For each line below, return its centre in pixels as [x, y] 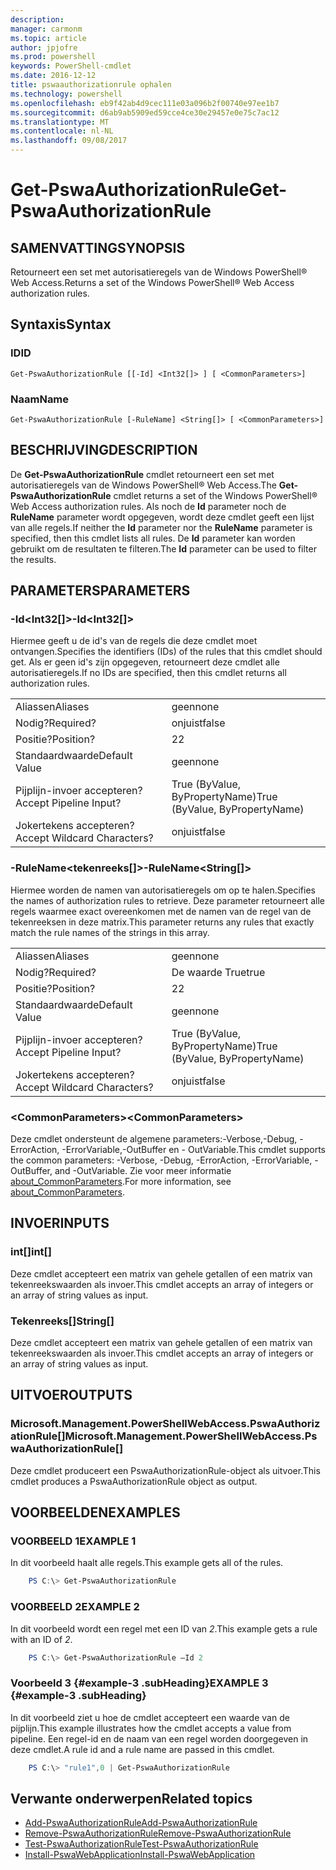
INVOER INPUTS [60, 1223]
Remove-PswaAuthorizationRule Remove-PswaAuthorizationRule [158, 1833]
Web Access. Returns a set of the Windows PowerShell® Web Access [152, 282]
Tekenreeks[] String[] [62, 1321]
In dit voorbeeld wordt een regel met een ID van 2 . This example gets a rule [164, 1628]
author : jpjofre [44, 47]
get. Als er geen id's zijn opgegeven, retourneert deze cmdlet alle [145, 662]
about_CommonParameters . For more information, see [121, 1182]
